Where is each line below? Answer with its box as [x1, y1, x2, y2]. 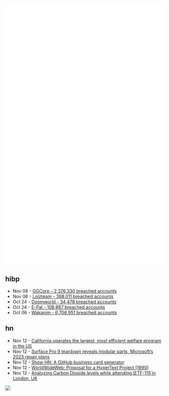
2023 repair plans [12, 353, 50, 360]
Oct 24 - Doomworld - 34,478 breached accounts [12, 298, 117, 305]
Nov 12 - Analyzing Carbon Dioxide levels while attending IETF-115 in [12, 370, 156, 376]
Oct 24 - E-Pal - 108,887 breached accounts [12, 304, 105, 310]
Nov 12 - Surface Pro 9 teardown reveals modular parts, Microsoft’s [12, 348, 153, 354]
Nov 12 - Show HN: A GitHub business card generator [12, 359, 125, 365]
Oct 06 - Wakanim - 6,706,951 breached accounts [12, 309, 117, 315]
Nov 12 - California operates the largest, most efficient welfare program [12, 337, 161, 343]
